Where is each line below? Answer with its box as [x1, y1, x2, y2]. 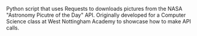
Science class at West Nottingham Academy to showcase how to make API [6, 18, 192, 25]
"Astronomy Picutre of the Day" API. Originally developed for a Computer [6, 11, 186, 19]
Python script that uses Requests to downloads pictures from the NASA [6, 5, 183, 12]
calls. [6, 24, 20, 31]
